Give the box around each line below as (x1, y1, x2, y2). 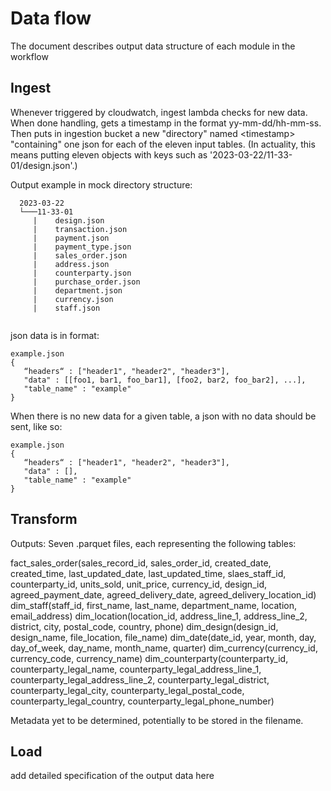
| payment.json (32, 233, 110, 243)
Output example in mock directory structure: (10, 178, 193, 191)
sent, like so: (10, 420, 63, 432)
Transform (10, 511, 78, 528)
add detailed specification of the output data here (10, 770, 215, 782)
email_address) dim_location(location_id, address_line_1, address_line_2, (10, 610, 308, 622)
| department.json (32, 285, 123, 296)
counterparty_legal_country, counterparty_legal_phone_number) (10, 695, 275, 707)
